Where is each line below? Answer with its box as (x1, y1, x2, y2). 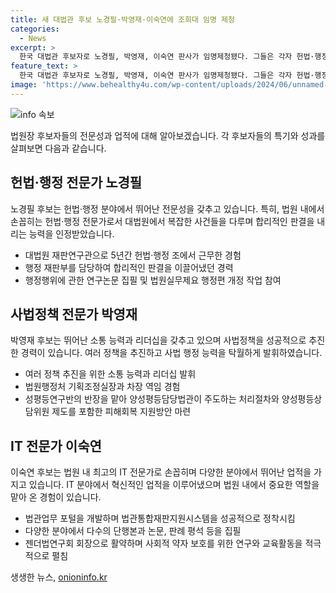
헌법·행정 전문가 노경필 (10, 174, 143, 191)
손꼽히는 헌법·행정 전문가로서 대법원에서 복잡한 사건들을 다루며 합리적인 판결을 (10, 215, 315, 227)
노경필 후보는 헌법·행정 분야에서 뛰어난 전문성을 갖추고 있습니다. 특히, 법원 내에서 (10, 202, 325, 215)
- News (19, 33, 47, 43)
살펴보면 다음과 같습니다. (10, 142, 107, 154)
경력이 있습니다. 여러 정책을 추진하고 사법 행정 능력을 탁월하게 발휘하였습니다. (20, 347, 323, 359)
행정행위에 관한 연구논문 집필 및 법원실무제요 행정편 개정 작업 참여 (24, 274, 282, 286)
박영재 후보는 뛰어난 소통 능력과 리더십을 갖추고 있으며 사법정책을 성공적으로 (10, 334, 307, 346)
